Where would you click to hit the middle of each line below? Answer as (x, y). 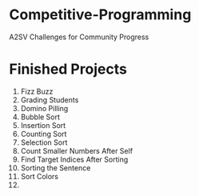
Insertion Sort (43, 125)
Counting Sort (44, 134)
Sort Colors (40, 176)
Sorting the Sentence (56, 168)
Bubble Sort (40, 117)
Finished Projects (68, 69)
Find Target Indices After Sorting (74, 159)
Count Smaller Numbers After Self (77, 150)
